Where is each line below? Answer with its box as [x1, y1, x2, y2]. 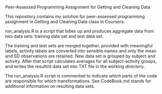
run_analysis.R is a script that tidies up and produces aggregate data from [5, 28, 154, 34]
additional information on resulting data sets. [5, 83, 95, 89]
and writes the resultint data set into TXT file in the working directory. [5, 63, 145, 69]
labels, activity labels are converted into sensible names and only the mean [5, 48, 157, 54]
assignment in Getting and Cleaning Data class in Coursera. [5, 19, 125, 24]
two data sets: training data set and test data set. [5, 34, 104, 39]
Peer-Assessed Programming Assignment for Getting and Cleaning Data [5, 4, 151, 10]
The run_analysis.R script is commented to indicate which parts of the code [5, 73, 158, 78]
